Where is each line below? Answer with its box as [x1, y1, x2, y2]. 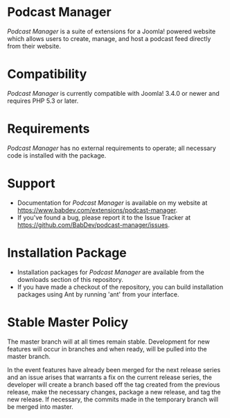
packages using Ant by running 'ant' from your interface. [17, 290, 179, 299]
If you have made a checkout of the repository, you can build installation [17, 283, 224, 291]
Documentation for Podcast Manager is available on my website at [17, 199, 208, 207]
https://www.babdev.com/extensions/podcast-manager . [17, 206, 178, 214]
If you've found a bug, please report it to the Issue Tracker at [17, 213, 191, 221]
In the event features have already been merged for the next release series [7, 365, 221, 374]
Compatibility [7, 67, 87, 82]
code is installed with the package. [7, 151, 107, 160]
